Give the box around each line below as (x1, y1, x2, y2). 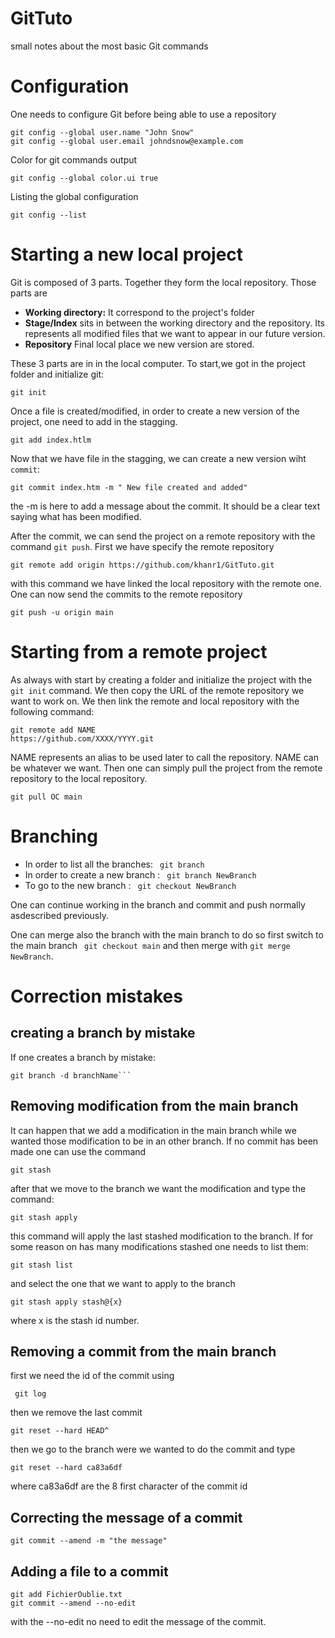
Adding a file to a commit (10, 1563, 169, 1580)
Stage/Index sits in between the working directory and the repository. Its (24, 317, 326, 329)
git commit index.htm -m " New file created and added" (10, 482, 248, 492)
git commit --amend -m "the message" (10, 1536, 168, 1546)
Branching (10, 825, 98, 847)
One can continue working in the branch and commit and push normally (10, 898, 306, 911)
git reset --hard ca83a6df (10, 1463, 123, 1473)
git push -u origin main (10, 607, 114, 617)
